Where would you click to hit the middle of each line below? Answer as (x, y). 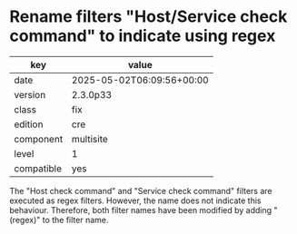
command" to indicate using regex (143, 36)
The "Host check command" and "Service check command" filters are (141, 190)
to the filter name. (75, 219)
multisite (90, 139)
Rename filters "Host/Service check (148, 17)
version (30, 94)
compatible (38, 168)
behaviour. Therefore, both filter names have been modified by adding (141, 210)
